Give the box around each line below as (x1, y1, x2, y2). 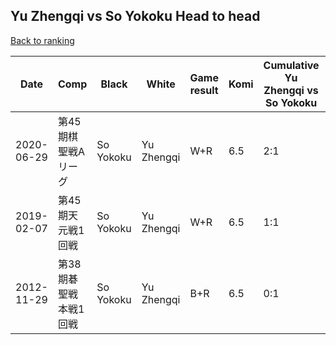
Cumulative (263, 58, 320, 72)
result (189, 83, 219, 97)
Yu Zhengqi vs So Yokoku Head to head (10, 8, 261, 25)
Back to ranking (10, 34, 75, 46)
